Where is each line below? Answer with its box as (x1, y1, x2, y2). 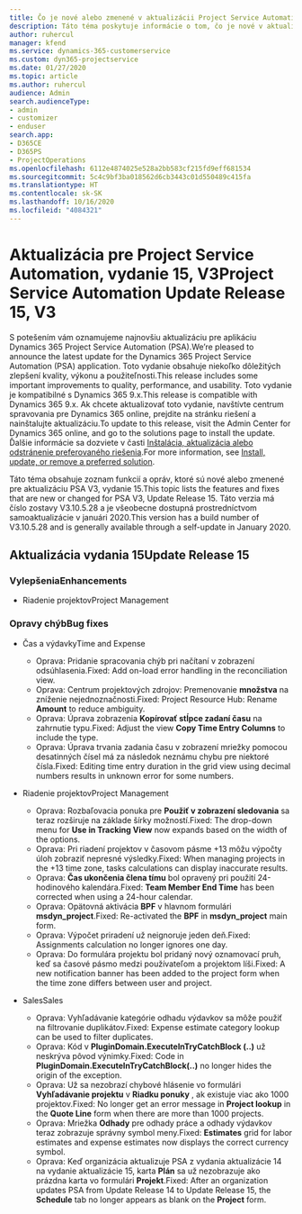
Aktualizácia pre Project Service (9, 244, 254, 265)
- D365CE (9, 139, 42, 148)
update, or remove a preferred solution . (9, 456, 155, 467)
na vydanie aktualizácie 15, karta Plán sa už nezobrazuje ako (35, 1165, 261, 1176)
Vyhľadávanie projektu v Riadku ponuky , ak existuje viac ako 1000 (35, 1089, 289, 1100)
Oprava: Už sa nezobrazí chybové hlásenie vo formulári (35, 1079, 242, 1090)
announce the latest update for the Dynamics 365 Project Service (9, 350, 252, 361)
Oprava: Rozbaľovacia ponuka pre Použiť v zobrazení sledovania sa (35, 805, 290, 816)
